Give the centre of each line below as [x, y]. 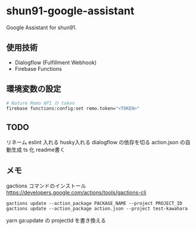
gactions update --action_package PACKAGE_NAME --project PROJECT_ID [94, 203]
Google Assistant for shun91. [41, 27]
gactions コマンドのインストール [46, 185]
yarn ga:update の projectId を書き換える [56, 220]
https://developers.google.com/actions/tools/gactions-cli [76, 192]
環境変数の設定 [34, 89]
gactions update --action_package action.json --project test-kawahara [97, 209]
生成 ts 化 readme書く [38, 150]
